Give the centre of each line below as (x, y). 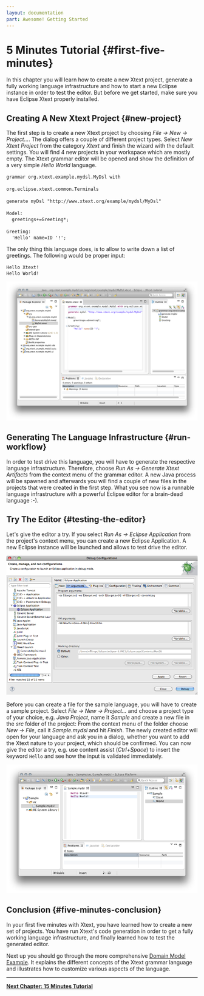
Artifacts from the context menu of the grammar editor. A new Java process (101, 475)
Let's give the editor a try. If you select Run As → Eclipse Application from (99, 534)
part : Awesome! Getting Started (47, 19)
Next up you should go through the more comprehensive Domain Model (96, 956)
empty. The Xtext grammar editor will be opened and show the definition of (100, 159)
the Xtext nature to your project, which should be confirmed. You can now (99, 743)
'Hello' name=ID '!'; (39, 238)
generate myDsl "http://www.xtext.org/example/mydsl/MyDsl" (84, 201)
